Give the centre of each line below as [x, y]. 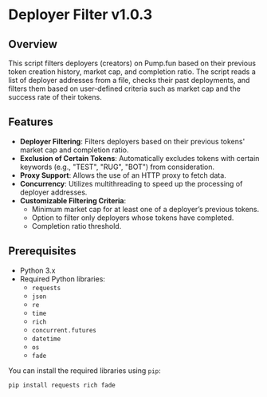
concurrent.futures [64, 330]
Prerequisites [42, 252]
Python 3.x [37, 270]
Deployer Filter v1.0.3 [80, 15]
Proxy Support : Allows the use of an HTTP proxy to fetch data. [123, 175]
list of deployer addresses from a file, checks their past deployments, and [129, 80]
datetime [46, 339]
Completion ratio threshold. [77, 226]
